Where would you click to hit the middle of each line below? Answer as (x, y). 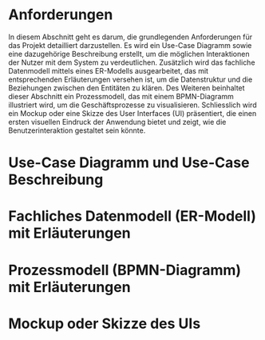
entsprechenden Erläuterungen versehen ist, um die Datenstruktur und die (131, 79)
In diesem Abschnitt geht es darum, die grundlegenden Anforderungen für (131, 37)
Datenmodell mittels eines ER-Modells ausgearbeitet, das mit (109, 70)
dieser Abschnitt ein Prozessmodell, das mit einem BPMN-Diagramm (121, 96)
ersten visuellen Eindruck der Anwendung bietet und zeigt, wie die (117, 122)
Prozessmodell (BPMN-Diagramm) (125, 270)
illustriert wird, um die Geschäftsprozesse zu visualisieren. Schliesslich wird (132, 105)
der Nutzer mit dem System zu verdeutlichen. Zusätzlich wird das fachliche (132, 62)
